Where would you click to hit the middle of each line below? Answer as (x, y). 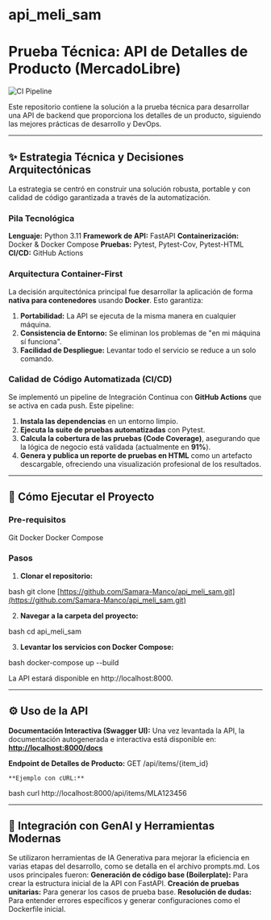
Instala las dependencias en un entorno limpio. (99, 421)
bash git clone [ (34, 591)
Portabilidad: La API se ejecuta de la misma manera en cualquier (128, 315)
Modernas (35, 839)
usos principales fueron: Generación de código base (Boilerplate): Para (128, 875)
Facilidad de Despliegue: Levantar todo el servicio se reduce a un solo (138, 350)
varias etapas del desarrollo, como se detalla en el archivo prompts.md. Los (134, 866)
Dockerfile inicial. (37, 910)
